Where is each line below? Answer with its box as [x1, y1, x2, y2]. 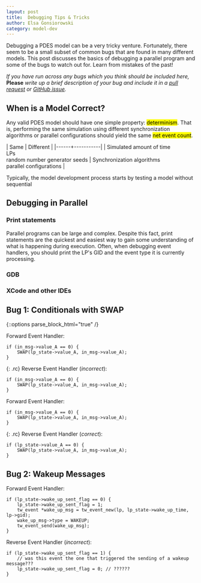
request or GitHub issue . [6, 85, 67, 93]
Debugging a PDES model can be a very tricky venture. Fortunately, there [6, 42, 188, 49]
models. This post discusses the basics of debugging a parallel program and [6, 55, 196, 62]
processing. [6, 255, 36, 262]
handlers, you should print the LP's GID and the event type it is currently [6, 249, 185, 256]
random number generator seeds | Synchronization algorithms [6, 156, 161, 163]
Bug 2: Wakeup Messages [6, 469, 106, 479]
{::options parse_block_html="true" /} [6, 321, 99, 328]
